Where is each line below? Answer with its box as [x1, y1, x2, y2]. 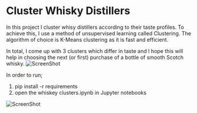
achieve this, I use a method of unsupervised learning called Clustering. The [6, 29, 192, 36]
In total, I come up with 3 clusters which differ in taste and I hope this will [6, 47, 183, 54]
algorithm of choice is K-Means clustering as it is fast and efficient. [6, 36, 169, 43]
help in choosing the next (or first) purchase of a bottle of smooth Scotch [6, 54, 184, 61]
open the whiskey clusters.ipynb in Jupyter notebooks [14, 89, 147, 96]
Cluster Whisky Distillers [6, 4, 131, 18]
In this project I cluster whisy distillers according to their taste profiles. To [6, 24, 185, 31]
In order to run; [6, 71, 43, 78]
